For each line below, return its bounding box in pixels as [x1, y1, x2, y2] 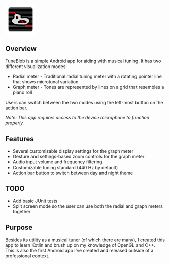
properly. [5, 120, 24, 126]
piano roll [12, 89, 32, 95]
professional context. [5, 253, 50, 259]
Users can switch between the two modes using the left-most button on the [5, 99, 163, 105]
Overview [5, 45, 37, 53]
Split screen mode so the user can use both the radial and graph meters [12, 203, 163, 209]
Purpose [5, 223, 33, 232]
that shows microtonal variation [12, 78, 79, 85]
